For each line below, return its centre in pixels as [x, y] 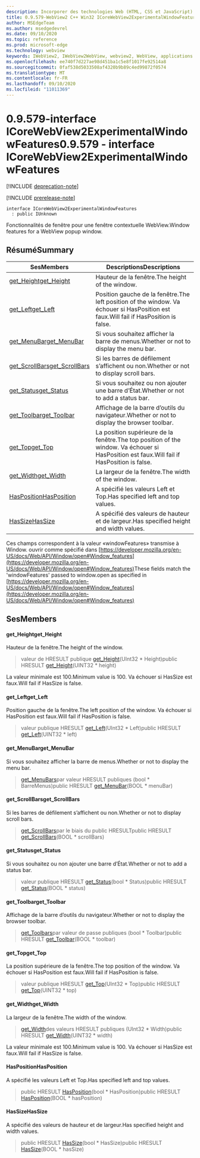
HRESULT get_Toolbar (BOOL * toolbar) [68, 939]
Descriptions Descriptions [143, 267]
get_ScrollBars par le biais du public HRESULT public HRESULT [96, 830]
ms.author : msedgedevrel [37, 28]
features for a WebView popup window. [54, 231]
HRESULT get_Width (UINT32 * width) [67, 1035]
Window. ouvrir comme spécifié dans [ [54, 549]
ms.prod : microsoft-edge [37, 45]
